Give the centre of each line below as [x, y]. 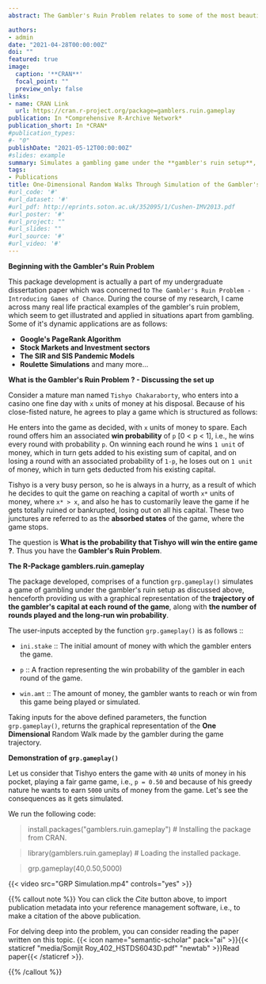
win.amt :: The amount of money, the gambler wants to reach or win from [138, 693]
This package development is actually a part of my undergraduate [116, 281]
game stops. [28, 526]
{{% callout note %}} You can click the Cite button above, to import [118, 899]
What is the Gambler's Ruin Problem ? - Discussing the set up [111, 379]
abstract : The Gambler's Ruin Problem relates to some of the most [122, 15]
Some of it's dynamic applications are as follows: [88, 324]
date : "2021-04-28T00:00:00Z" [58, 44]
